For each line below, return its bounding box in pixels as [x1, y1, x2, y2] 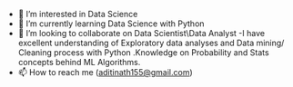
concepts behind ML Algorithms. [17, 57, 141, 67]
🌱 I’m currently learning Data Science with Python [17, 18, 205, 29]
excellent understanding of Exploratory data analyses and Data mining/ [17, 37, 285, 48]
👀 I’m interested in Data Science [17, 9, 138, 19]
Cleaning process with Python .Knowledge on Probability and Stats [17, 47, 270, 58]
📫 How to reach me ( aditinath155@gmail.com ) [17, 67, 193, 77]
